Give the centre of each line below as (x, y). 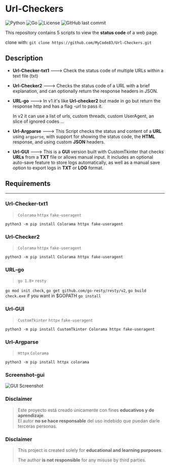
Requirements (28, 184)
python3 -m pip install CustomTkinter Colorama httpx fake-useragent (80, 329)
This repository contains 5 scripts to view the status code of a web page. (82, 32)
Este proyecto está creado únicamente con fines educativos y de (86, 410)
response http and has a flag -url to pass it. (57, 106)
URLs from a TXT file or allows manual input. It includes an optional (83, 157)
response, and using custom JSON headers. (59, 142)
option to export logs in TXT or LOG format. (58, 168)
